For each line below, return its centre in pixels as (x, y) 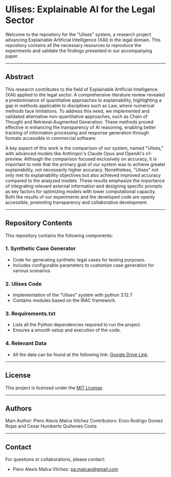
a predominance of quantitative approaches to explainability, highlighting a (83, 100)
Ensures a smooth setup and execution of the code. (67, 330)
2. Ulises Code (24, 283)
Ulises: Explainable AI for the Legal (80, 9)
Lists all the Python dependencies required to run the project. (77, 325)
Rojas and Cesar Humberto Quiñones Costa (51, 426)
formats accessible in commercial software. (51, 138)
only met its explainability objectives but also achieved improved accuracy (83, 175)
